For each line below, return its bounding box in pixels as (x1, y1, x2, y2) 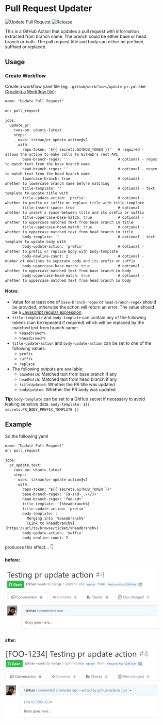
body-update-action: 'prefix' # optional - (22, 244, 145, 249)
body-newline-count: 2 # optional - (22, 254, 145, 258)
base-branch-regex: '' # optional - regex (22, 157, 158, 161)
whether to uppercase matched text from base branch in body (5, 268, 131, 273)
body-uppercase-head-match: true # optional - (22, 273, 145, 278)
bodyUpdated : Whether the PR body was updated (19, 387, 116, 392)
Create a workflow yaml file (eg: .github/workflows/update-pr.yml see (5, 83, 146, 89)
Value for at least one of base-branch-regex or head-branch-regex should (12, 299, 157, 305)
